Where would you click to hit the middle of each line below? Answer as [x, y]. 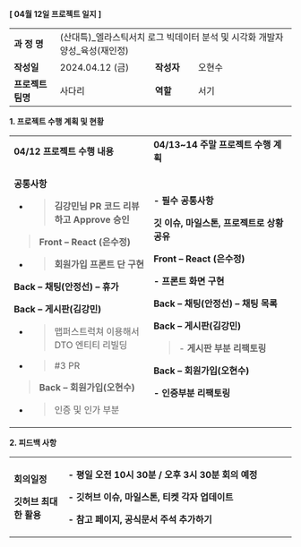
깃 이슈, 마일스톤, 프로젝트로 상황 [219, 223]
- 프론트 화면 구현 [189, 281]
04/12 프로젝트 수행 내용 [64, 151]
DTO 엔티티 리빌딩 [91, 345]
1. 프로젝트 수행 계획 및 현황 [57, 121]
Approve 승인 [101, 220]
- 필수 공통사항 [184, 201]
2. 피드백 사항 [33, 443]
